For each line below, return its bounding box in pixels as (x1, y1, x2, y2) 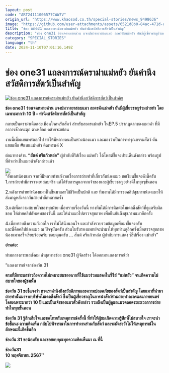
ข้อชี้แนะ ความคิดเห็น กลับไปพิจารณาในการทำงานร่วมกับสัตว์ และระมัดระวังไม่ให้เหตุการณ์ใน (5, 321, 156, 327)
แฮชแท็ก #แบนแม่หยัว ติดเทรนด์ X (5, 142, 63, 148)
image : (5, 21, 19, 27)
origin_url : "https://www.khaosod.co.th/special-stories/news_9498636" (5, 17, 158, 22)
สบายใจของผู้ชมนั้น (5, 278, 37, 284)
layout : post (5, 7, 33, 13)
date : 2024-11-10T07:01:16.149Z (5, 45, 73, 50)
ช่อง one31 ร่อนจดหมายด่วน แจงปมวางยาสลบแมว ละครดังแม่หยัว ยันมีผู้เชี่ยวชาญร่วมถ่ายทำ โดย (5, 104, 164, 111)
